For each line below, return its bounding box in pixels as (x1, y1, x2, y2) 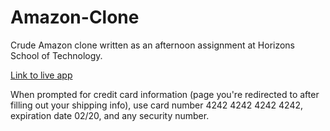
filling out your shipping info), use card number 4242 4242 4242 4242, (10, 99, 304, 111)
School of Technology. (10, 49, 103, 61)
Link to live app (10, 69, 73, 81)
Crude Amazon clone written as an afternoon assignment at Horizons (10, 39, 296, 51)
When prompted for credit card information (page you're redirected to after (10, 88, 320, 100)
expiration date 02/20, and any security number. (10, 109, 210, 121)
